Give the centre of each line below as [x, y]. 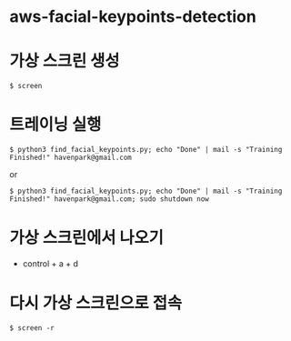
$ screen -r [32, 328]
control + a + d [50, 264]
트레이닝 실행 [55, 125]
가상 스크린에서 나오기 [86, 238]
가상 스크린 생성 [65, 61]
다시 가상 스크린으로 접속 [96, 303]
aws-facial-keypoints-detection [133, 17]
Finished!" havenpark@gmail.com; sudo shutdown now [109, 199]
